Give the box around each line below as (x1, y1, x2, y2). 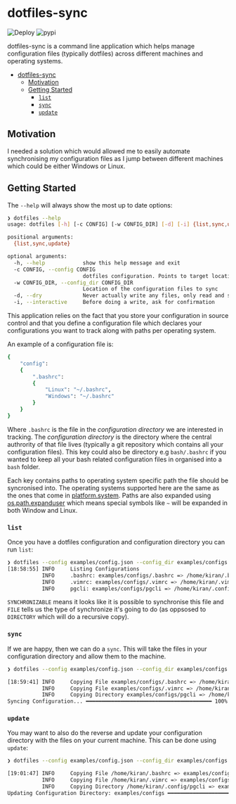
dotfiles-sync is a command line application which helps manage (7, 42, 195, 50)
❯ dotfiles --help (7, 215, 61, 222)
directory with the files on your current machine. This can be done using (7, 736, 216, 745)
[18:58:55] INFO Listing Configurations (7, 565, 140, 573)
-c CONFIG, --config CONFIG (13, 266, 96, 273)
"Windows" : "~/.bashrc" (44, 393, 114, 400)
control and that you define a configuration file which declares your (7, 319, 202, 328)
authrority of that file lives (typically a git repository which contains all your (7, 440, 224, 448)
